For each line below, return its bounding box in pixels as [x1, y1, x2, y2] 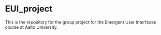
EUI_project [5, 3, 53, 14]
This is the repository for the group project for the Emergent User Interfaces [5, 19, 156, 25]
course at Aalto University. [5, 24, 58, 30]
